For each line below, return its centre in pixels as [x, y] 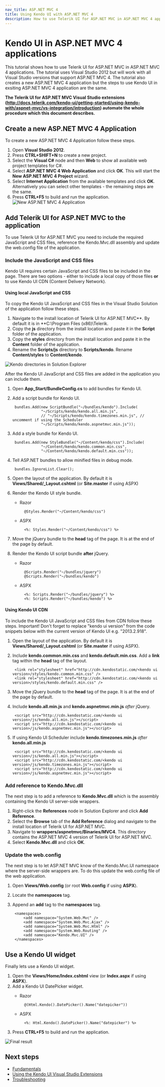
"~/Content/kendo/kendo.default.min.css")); [87, 451]
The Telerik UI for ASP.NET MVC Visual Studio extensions [65, 98]
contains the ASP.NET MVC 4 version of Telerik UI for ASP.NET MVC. [82, 837]
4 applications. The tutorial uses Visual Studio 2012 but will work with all [78, 72]
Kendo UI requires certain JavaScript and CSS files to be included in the [78, 271]
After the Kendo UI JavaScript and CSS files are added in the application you [82, 374]
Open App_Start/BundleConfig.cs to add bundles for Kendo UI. [77, 389]
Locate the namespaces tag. [41, 895]
